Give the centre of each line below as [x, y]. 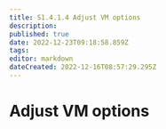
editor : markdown [41, 59]
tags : [19, 51]
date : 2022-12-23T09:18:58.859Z [69, 42]
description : [33, 26]
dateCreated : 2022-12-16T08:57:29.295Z [83, 68]
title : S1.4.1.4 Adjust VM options [75, 17]
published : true [39, 34]
